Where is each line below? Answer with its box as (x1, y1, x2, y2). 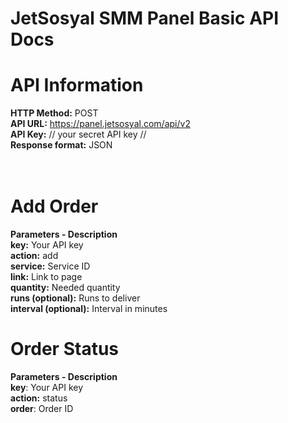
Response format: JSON (10, 139, 113, 151)
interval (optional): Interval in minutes (10, 303, 168, 315)
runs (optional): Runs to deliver (10, 292, 141, 304)
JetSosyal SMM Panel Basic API (10, 7, 280, 30)
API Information (10, 74, 144, 97)
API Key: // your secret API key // (10, 128, 147, 141)
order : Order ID (10, 403, 74, 414)
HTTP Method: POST (10, 107, 99, 119)
